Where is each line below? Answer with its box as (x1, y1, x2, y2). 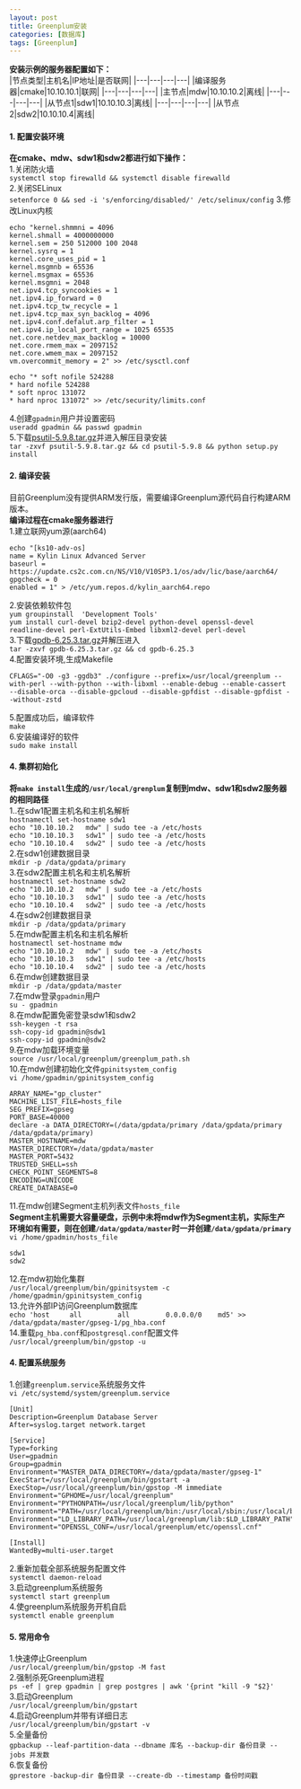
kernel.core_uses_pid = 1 (9, 255, 106, 264)
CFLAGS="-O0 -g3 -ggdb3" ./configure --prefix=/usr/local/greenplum (9, 671, 271, 681)
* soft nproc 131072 (9, 388, 87, 398)
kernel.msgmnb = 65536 (9, 262, 94, 272)
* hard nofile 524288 (9, 381, 90, 390)
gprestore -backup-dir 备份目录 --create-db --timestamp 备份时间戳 (9, 1771, 258, 1781)
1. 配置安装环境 (9, 131, 64, 142)
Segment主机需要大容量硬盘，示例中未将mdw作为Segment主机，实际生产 (9, 1212, 286, 1222)
